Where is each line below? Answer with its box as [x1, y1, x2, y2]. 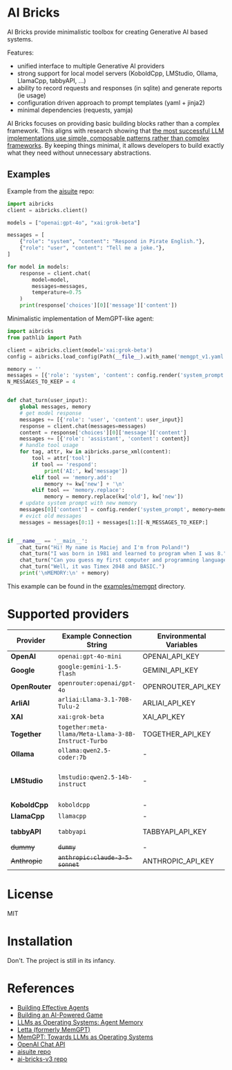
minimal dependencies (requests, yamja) [17, 106, 133, 114]
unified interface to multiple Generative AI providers [17, 61, 165, 70]
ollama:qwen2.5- [57, 746, 112, 754]
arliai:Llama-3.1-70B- [57, 696, 133, 703]
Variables [165, 640, 198, 649]
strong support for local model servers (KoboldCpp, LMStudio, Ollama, [17, 69, 218, 77]
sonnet [57, 860, 79, 868]
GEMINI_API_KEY [142, 665, 199, 675]
